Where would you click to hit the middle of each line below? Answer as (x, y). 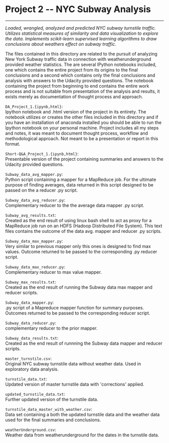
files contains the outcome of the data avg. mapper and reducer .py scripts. (83, 231)
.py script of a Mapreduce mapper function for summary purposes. (75, 307)
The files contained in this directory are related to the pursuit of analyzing (81, 53)
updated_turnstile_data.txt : (35, 394)
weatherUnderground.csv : (31, 429)
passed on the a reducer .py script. (41, 190)
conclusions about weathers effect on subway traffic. (61, 44)
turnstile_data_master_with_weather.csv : (49, 409)
